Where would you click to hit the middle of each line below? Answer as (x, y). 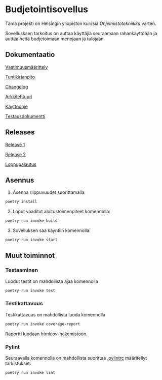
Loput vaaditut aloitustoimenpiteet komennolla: (61, 212)
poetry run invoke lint (30, 373)
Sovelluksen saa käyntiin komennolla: (52, 230)
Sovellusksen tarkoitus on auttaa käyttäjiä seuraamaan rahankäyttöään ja (81, 33)
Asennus (20, 180)
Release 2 (16, 154)
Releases (20, 133)
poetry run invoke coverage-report (43, 324)
